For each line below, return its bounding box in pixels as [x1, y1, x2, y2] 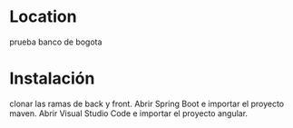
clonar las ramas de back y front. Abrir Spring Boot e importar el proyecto [9, 98, 284, 109]
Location [9, 6, 77, 27]
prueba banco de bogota [9, 36, 103, 47]
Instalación [9, 68, 95, 89]
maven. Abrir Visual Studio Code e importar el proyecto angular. [9, 107, 248, 119]
